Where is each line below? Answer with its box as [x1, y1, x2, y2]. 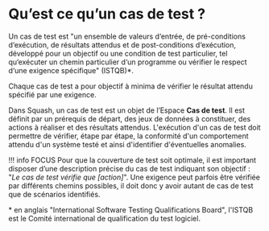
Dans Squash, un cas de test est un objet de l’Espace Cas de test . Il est [8, 105, 246, 115]
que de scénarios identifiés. [8, 189, 101, 199]
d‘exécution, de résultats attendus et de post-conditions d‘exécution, [8, 39, 236, 49]
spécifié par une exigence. [8, 89, 97, 99]
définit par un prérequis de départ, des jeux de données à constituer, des [8, 113, 251, 123]
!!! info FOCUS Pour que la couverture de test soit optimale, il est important [8, 155, 256, 165]
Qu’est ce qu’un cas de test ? [8, 5, 206, 23]
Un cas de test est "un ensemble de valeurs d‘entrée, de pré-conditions [8, 31, 246, 41]
